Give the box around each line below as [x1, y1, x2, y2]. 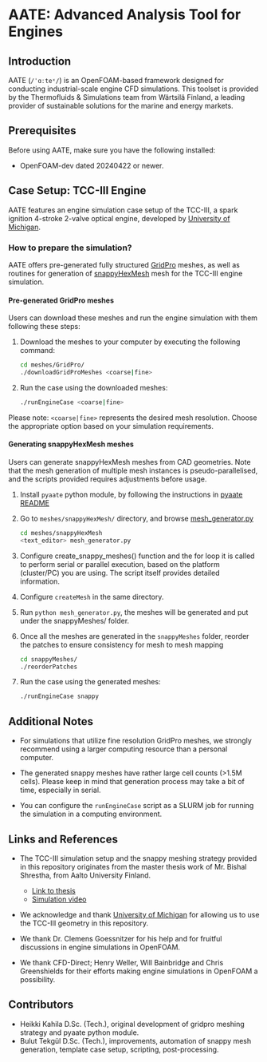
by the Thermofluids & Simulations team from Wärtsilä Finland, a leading [8, 93, 245, 101]
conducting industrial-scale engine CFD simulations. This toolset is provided [8, 84, 259, 93]
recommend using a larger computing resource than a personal [19, 744, 228, 754]
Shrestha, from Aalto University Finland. [19, 870, 151, 880]
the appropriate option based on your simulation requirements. [8, 421, 214, 430]
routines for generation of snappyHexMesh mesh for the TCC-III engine [8, 268, 243, 278]
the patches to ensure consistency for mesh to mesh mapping [19, 640, 224, 649]
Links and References [8, 832, 118, 846]
